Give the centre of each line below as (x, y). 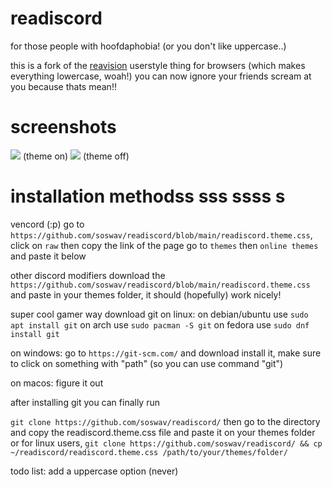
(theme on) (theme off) (76, 156)
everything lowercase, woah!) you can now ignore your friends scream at (161, 76)
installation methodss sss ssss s (148, 196)
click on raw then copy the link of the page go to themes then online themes (164, 245)
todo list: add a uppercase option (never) (94, 471)
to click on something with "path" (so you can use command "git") (147, 363)
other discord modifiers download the (88, 275)
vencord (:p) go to (47, 224)
